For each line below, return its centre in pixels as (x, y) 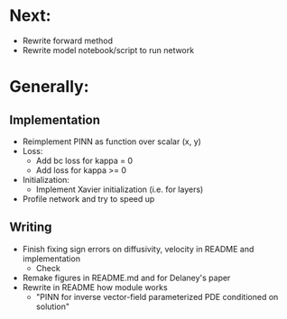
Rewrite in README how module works (95, 287)
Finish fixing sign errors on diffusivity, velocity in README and (138, 249)
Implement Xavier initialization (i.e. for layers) (120, 189)
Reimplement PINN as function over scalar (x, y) (111, 141)
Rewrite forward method (67, 41)
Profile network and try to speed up (88, 198)
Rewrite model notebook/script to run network (108, 50)
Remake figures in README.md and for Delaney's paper (126, 278)
